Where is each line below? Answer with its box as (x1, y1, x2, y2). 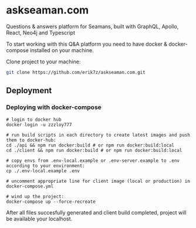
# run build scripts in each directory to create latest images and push (6, 132, 191, 138)
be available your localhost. (6, 215, 73, 222)
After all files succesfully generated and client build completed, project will (6, 209, 187, 216)
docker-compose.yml (6, 183, 54, 189)
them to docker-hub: (6, 137, 57, 143)
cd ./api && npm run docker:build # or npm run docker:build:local (6, 142, 175, 148)
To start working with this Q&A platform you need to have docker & (6, 40, 168, 47)
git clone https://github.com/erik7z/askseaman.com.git (6, 69, 146, 75)
